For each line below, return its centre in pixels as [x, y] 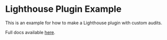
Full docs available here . [30, 32]
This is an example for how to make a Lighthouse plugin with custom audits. [84, 23]
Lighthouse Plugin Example [63, 9]
